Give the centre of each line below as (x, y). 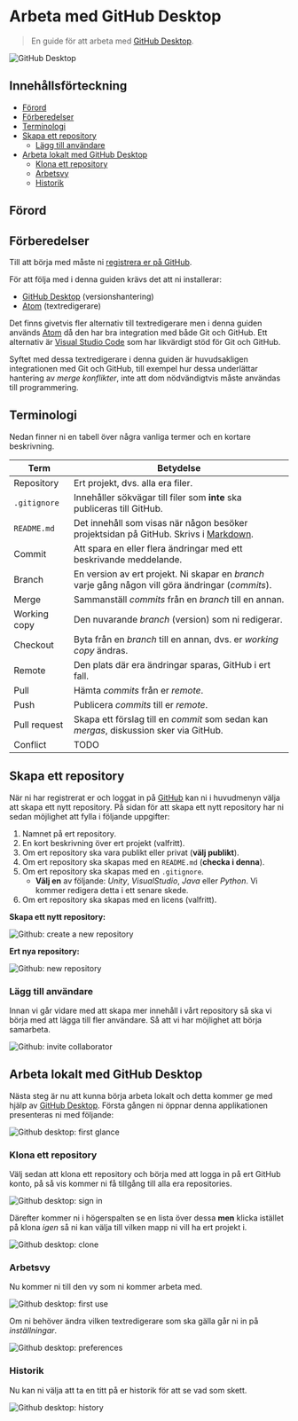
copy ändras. (101, 650)
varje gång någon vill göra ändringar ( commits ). (173, 585)
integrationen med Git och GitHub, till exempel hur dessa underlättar (134, 368)
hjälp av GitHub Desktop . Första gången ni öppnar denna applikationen (139, 1105)
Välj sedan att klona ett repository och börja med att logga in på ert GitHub (145, 1174)
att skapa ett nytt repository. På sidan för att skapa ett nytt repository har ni (146, 807)
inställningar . (33, 1331)
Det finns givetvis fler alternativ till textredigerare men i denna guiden (136, 323)
